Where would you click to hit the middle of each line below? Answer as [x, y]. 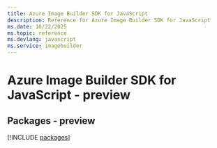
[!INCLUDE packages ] [39, 137]
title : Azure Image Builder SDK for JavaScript [78, 14]
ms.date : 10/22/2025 [37, 26]
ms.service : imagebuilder [45, 46]
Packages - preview [51, 121]
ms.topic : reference [37, 33]
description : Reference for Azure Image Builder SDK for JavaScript [109, 20]
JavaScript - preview [69, 95]
